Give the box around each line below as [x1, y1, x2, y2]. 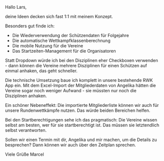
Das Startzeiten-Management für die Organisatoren [12, 48, 116, 54]
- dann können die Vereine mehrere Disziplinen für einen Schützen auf [5, 63, 147, 68]
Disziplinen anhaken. [5, 93, 47, 99]
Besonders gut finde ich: [5, 23, 55, 29]
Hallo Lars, [5, 4, 27, 10]
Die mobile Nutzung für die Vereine [12, 43, 83, 48]
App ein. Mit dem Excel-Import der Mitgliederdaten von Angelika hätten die [5, 82, 156, 88]
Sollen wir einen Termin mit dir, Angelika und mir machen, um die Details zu [5, 137, 157, 142]
